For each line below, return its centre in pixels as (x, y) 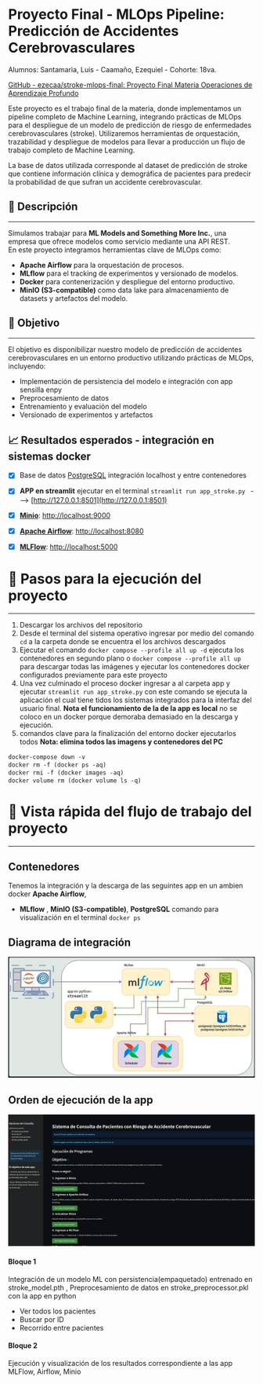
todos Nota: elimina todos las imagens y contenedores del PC (121, 741)
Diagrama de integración (70, 942)
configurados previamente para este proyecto (94, 675)
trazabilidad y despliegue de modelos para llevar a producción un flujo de (127, 141)
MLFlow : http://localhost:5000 (68, 547)
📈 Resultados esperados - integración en (111, 440)
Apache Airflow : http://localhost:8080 (81, 531)
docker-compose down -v (47, 757)
